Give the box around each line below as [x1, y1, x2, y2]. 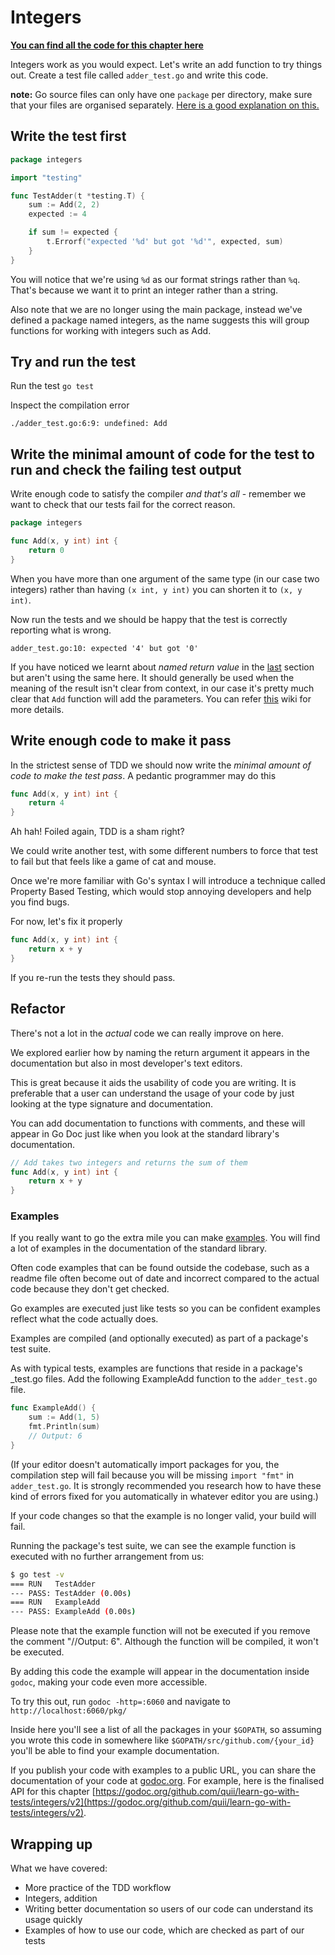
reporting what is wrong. [10, 624, 112, 636]
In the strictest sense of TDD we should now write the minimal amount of [10, 759, 312, 771]
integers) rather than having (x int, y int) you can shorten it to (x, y [10, 583, 303, 595]
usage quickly [24, 1913, 83, 1925]
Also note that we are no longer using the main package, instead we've [10, 303, 303, 315]
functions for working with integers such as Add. [10, 324, 212, 336]
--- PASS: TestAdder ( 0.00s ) [10, 1588, 132, 1598]
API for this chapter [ [10, 1786, 96, 1798]
